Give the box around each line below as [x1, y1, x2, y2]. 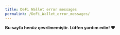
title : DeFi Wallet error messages [5, 7, 77, 12]
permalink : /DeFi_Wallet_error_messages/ [5, 12, 90, 16]
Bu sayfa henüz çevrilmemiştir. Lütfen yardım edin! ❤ [5, 24, 116, 30]
